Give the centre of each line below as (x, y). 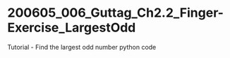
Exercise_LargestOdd (72, 28)
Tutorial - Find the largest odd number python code (82, 47)
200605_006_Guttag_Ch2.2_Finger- (116, 13)
